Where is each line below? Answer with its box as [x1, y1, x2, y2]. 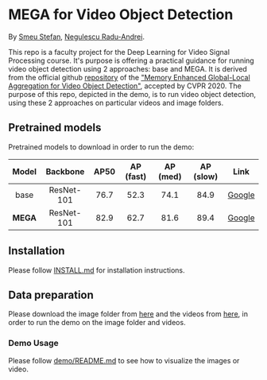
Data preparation [8, 288, 94, 301]
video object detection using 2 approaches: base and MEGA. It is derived [8, 64, 248, 73]
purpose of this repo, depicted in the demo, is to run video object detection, [8, 89, 257, 99]
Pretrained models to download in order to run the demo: [8, 142, 195, 152]
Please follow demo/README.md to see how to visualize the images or [8, 355, 240, 365]
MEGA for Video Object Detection [8, 6, 234, 24]
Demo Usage [8, 338, 60, 349]
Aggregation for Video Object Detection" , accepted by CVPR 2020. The [8, 81, 242, 91]
